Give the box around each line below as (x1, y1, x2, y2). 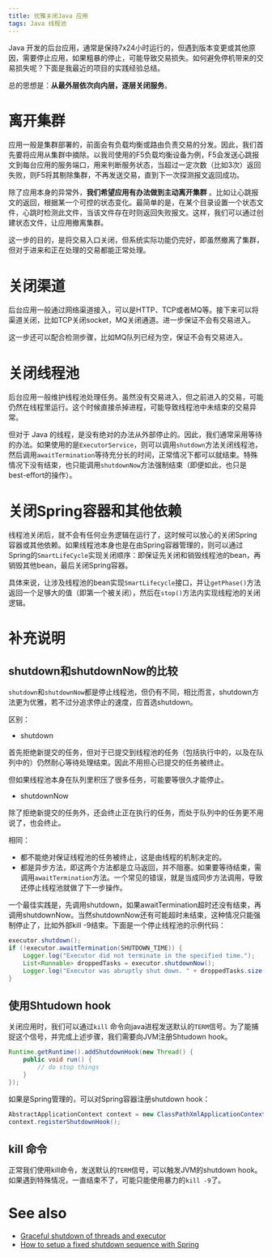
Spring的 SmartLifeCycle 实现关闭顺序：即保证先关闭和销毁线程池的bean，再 (8, 551, 261, 560)
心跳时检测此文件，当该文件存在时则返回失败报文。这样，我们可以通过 (22, 208, 257, 217)
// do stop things (37, 1063, 100, 1071)
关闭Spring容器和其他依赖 (8, 502, 182, 520)
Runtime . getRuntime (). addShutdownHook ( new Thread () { (8, 1048, 194, 1057)
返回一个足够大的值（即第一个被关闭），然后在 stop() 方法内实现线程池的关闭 (8, 588, 261, 598)
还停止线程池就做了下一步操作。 (19, 883, 127, 893)
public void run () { (23, 1056, 92, 1064)
